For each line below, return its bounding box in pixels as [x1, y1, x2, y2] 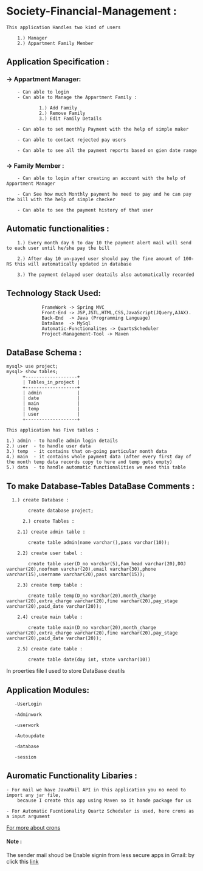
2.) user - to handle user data [6, 443, 91, 449]
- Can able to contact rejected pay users [17, 137, 126, 143]
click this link [6, 858, 39, 865]
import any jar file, [6, 792, 61, 798]
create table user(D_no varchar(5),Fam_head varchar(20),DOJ [28, 561, 187, 567]
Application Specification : [6, 57, 109, 67]
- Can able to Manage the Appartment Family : [17, 94, 137, 100]
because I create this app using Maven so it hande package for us [17, 797, 191, 804]
